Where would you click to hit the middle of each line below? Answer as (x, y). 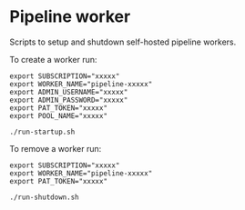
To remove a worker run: (56, 148)
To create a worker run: (53, 59)
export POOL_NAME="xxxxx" (58, 115)
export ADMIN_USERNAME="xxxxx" (69, 92)
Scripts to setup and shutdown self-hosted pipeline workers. (123, 42)
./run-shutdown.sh (44, 197)
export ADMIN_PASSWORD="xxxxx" (69, 100)
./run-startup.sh (42, 132)
